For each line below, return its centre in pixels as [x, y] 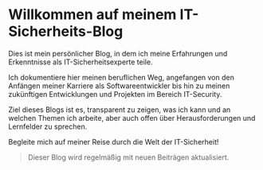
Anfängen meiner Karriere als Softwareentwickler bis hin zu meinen [119, 86]
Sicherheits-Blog [66, 31]
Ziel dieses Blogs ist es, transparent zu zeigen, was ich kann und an [120, 110]
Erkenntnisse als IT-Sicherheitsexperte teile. [80, 62]
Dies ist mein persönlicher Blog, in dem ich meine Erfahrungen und [118, 53]
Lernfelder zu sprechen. [48, 126]
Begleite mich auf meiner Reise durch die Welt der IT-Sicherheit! [114, 141]
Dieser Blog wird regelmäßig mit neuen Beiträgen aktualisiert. [128, 157]
